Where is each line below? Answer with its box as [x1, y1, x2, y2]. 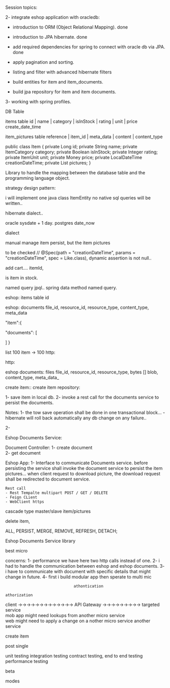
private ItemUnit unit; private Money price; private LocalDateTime [5, 154, 143, 160]
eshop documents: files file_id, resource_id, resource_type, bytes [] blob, [5, 369, 158, 375]
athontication [73, 584, 103, 589]
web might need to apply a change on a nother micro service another [5, 618, 151, 624]
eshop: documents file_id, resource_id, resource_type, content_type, [5, 304, 149, 310]
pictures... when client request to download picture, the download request [5, 471, 160, 477]
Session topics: [5, 5, 38, 10]
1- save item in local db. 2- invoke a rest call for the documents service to [5, 394, 159, 400]
